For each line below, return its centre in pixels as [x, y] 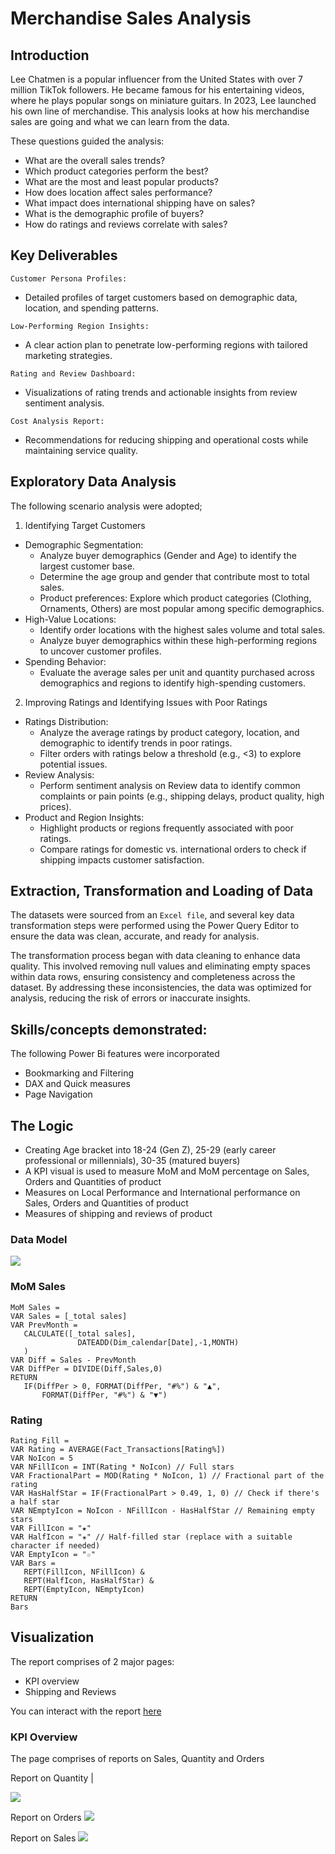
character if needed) [55, 1545]
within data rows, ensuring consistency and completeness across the [153, 977]
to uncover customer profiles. [100, 651]
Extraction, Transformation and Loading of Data [162, 891]
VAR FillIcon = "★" [51, 1528]
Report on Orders [46, 1818]
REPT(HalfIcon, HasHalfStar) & [89, 1580]
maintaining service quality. [81, 450]
